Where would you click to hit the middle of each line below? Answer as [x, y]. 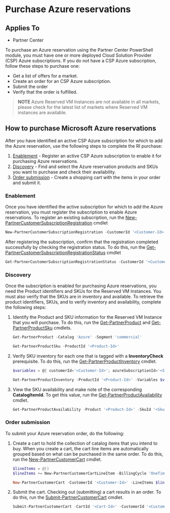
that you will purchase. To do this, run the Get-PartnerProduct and [81, 323]
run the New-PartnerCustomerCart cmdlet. [57, 459]
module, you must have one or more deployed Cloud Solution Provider [78, 55]
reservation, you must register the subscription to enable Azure [71, 212]
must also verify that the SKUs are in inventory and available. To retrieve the [84, 296]
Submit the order [30, 87]
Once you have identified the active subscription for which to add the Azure [84, 207]
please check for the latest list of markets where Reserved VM [82, 107]
